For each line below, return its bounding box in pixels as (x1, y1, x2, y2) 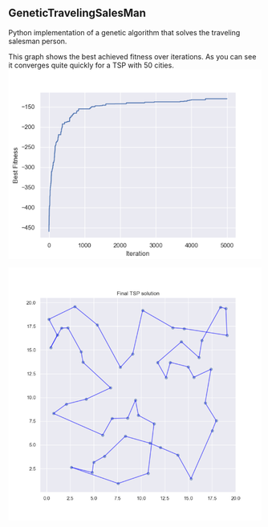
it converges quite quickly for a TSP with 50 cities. (8, 60, 174, 70)
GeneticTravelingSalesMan (8, 6, 147, 20)
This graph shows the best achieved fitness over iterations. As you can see (8, 51, 257, 61)
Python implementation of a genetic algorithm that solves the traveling (8, 27, 241, 37)
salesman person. (8, 36, 67, 46)
